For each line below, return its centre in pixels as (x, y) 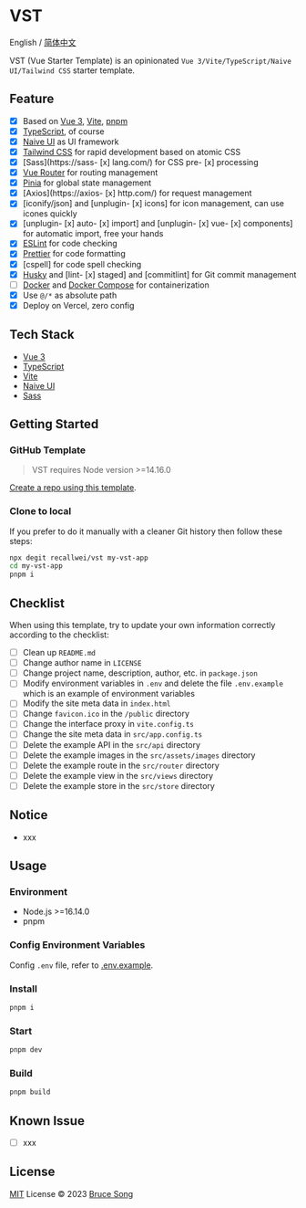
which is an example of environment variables (109, 694)
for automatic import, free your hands (93, 234)
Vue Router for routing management (90, 173)
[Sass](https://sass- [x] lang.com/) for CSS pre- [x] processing (140, 162)
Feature (32, 99)
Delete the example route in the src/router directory (121, 765)
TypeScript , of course (63, 131)
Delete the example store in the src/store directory (119, 785)
